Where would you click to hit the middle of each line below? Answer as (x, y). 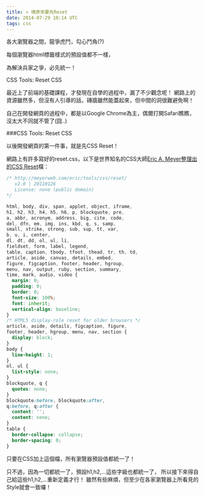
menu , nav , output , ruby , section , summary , (64, 269)
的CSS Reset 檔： (28, 167)
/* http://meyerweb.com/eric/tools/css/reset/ (67, 179)
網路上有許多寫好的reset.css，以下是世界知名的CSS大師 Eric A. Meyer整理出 (102, 159)
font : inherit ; (31, 303)
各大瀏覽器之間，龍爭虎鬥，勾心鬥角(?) (55, 42)
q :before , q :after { (33, 406)
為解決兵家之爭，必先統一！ (41, 67)
